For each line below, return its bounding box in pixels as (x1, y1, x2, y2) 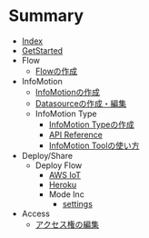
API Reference (48, 129, 104, 140)
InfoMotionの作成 (35, 86, 101, 97)
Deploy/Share (21, 150, 74, 161)
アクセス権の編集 (35, 219, 99, 230)
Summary (8, 5, 84, 26)
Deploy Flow (35, 160, 83, 171)
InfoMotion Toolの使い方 (48, 140, 140, 151)
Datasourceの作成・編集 (35, 97, 127, 109)
